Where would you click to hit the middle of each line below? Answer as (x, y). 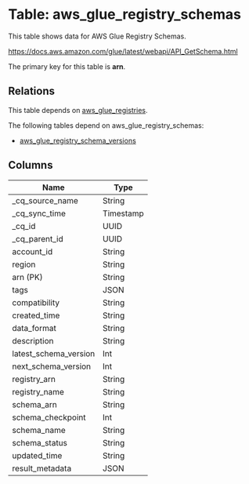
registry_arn (34, 379)
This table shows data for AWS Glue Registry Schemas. (97, 36)
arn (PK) (27, 277)
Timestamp (124, 213)
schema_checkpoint (49, 417)
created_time (36, 315)
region (24, 264)
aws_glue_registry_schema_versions (78, 140)
